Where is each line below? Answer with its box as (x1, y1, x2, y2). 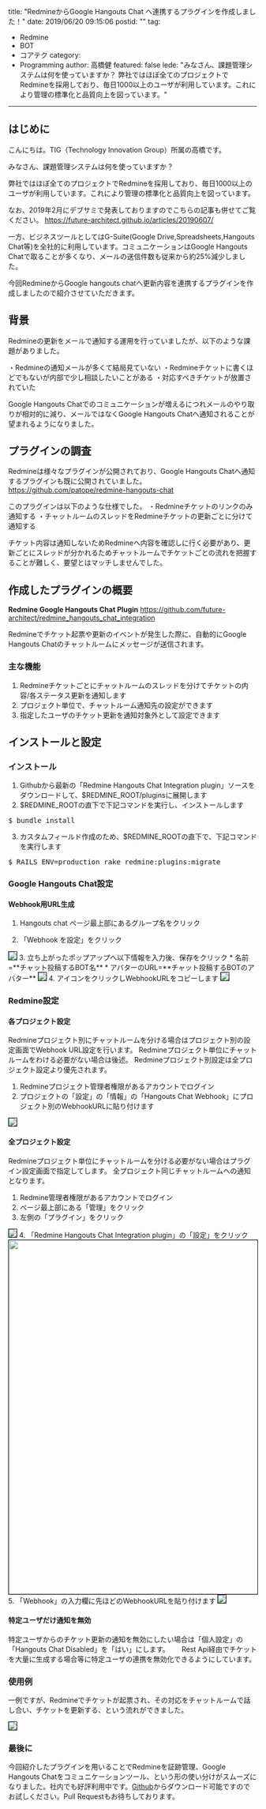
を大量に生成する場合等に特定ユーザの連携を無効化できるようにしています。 (8, 1654, 257, 1664)
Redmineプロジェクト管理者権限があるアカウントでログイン (19, 1081, 215, 1092)
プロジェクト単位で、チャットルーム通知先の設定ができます (19, 700, 213, 709)
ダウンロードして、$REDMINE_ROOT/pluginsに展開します (19, 791, 208, 800)
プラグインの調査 (8, 445, 92, 458)
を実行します (19, 842, 62, 852)
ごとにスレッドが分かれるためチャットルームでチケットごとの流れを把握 (14, 548, 250, 558)
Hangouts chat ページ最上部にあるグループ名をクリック (19, 919, 200, 928)
